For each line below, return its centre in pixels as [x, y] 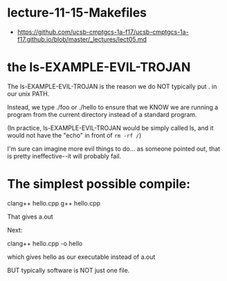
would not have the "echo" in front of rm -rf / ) [74, 135]
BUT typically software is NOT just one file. [69, 270]
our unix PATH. [28, 93]
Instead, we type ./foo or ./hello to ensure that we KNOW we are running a [113, 107]
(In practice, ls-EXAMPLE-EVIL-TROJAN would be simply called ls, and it [110, 128]
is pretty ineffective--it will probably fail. [64, 156]
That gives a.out [30, 217]
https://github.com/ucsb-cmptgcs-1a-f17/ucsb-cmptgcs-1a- [103, 32]
